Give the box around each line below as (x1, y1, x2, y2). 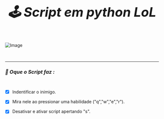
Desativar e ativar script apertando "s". (12, 109, 91, 115)
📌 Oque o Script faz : (5, 68, 55, 75)
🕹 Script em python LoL (7, 4, 157, 20)
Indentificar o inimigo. (12, 89, 56, 95)
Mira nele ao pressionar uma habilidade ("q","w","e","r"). (12, 99, 125, 105)
